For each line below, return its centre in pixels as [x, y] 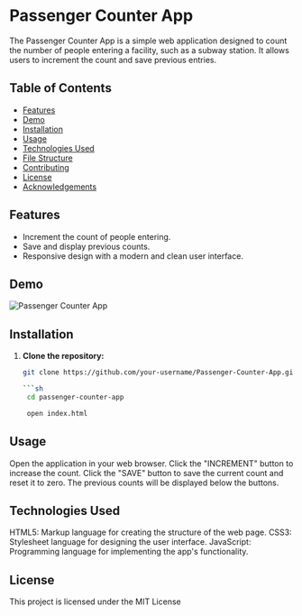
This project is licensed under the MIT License [96, 602]
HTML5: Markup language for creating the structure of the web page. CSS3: [151, 532]
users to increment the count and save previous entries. [113, 60]
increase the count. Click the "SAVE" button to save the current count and [146, 473]
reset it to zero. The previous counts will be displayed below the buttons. [144, 483]
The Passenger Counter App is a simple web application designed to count [148, 41]
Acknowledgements [59, 187]
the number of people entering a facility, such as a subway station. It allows [150, 50]
